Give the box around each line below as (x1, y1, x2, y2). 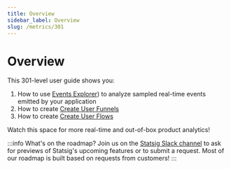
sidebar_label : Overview (7, 17, 80, 24)
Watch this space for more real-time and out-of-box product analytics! (7, 126, 210, 134)
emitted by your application (17, 97, 97, 105)
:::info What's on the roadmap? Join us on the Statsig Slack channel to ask (7, 139, 222, 147)
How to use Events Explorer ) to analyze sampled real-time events (17, 90, 206, 98)
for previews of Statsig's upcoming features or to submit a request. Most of (7, 147, 225, 155)
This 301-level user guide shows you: (7, 76, 115, 84)
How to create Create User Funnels (17, 105, 119, 113)
